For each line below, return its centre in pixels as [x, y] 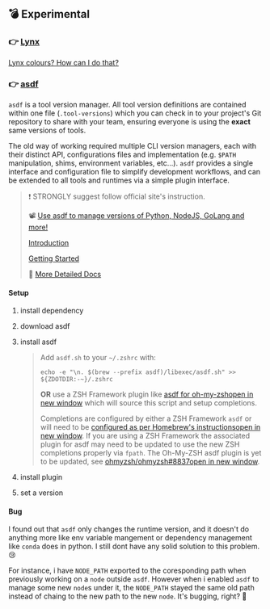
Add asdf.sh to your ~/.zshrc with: [98, 358]
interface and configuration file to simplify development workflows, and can [135, 171]
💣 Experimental [49, 14]
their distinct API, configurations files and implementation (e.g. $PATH [122, 154]
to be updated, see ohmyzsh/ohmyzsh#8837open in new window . [150, 462]
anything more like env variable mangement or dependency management [131, 538]
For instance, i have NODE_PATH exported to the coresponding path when [127, 571]
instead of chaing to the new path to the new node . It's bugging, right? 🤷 [128, 596]
